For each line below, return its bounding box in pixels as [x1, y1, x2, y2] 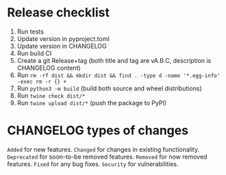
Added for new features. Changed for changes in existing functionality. [7, 145, 200, 153]
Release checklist [7, 5, 110, 21]
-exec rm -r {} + [16, 78, 67, 85]
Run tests [16, 27, 45, 36]
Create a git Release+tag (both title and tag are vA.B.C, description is [16, 56, 212, 64]
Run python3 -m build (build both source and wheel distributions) [16, 84, 202, 92]
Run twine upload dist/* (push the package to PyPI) [16, 98, 167, 107]
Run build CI [16, 49, 52, 57]
